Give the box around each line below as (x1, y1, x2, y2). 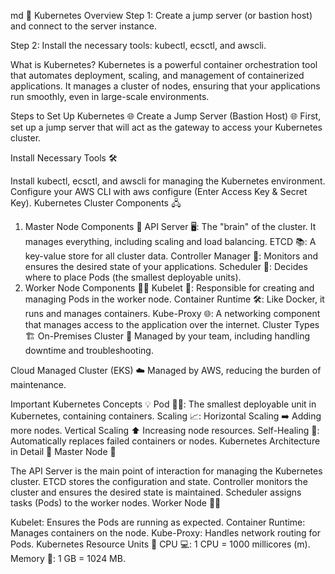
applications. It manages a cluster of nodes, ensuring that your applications (10, 80, 321, 92)
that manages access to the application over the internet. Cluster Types (24, 319, 320, 330)
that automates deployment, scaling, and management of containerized (10, 70, 305, 81)
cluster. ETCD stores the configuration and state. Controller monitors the (10, 476, 308, 487)
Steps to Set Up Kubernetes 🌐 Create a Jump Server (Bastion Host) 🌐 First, (10, 110, 322, 122)
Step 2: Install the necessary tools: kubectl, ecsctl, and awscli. (10, 40, 267, 51)
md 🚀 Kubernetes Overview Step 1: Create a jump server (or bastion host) (10, 10, 313, 21)
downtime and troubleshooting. (24, 345, 154, 356)
